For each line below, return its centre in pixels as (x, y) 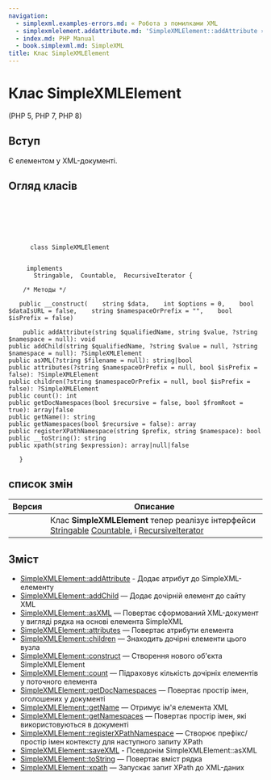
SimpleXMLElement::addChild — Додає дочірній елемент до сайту (133, 596)
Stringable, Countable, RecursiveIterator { (113, 276)
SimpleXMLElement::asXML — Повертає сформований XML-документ (140, 613)
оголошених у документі (63, 699)
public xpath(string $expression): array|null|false (99, 445)
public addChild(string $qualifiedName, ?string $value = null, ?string (133, 346)
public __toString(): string (57, 438)
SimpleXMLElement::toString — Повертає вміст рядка (111, 759)
